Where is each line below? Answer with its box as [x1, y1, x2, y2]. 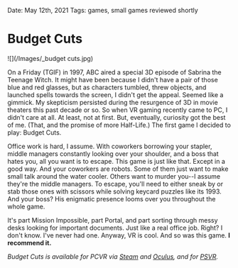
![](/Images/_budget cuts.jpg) [7, 54, 94, 62]
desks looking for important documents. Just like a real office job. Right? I [7, 223, 223, 232]
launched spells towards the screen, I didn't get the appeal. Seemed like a [7, 90, 224, 99]
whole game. [7, 202, 45, 211]
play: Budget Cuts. [7, 128, 62, 137]
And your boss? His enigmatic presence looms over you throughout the [7, 194, 216, 203]
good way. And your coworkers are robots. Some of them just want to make [7, 164, 229, 173]
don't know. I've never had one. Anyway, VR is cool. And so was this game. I [7, 230, 231, 240]
